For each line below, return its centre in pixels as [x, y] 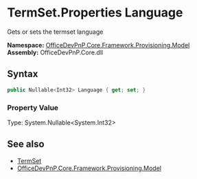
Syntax [23, 74]
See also [26, 144]
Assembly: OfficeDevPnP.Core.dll [55, 52]
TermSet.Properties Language [95, 13]
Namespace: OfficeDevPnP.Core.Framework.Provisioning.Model [98, 45]
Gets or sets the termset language [55, 32]
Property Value [33, 107]
